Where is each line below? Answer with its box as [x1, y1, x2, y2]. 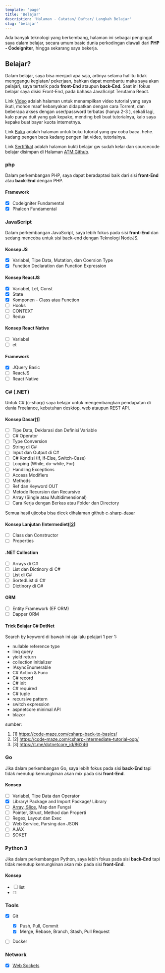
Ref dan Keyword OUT [12, 483, 58, 489]
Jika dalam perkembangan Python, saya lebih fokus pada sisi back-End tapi [5, 856, 160, 862]
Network [5, 951, 27, 958]
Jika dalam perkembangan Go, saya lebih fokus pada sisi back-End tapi [5, 765, 152, 771]
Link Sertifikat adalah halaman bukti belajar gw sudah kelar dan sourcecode [5, 144, 160, 150]
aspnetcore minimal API [12, 706, 61, 712]
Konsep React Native [5, 325, 50, 331]
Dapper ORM [12, 611, 39, 617]
